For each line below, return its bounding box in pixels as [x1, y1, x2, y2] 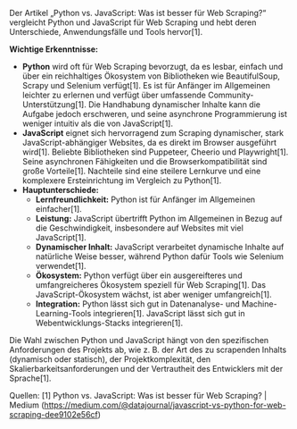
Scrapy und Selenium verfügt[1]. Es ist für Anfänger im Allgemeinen [21, 80, 270, 90]
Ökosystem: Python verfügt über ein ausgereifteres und [35, 270, 243, 281]
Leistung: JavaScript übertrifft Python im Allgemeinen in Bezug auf [35, 214, 283, 223]
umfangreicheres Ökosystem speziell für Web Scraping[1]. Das [35, 280, 266, 290]
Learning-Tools [35, 308, 92, 318]
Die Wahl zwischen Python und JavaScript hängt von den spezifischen [9, 335, 269, 345]
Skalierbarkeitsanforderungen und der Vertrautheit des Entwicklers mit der [9, 364, 284, 374]
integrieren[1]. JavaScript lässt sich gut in [93, 308, 245, 318]
